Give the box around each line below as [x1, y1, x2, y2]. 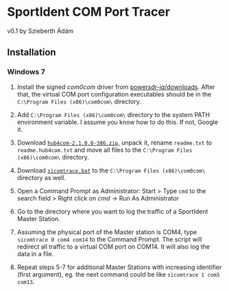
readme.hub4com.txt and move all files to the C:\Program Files [16, 145, 193, 154]
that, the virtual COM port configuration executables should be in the [16, 90, 212, 98]
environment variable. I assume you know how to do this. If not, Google [16, 118, 218, 126]
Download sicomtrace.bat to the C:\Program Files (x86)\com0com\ [16, 166, 206, 175]
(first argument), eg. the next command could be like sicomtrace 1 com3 [16, 270, 220, 278]
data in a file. [16, 249, 54, 257]
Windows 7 [7, 67, 46, 77]
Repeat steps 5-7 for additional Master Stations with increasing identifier [16, 263, 222, 271]
